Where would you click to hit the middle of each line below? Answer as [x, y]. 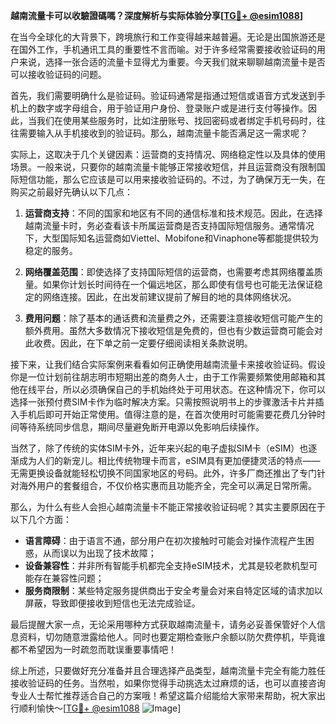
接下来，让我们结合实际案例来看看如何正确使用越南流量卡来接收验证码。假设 [168, 364]
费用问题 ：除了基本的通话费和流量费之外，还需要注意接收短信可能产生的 [173, 318]
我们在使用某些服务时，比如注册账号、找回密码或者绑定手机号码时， [176, 120]
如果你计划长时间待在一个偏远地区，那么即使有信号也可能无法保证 [178, 284]
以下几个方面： [41, 519]
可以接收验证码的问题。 [58, 74]
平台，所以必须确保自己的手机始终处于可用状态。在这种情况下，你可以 [181, 389]
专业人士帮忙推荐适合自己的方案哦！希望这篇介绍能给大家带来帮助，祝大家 [163, 695]
